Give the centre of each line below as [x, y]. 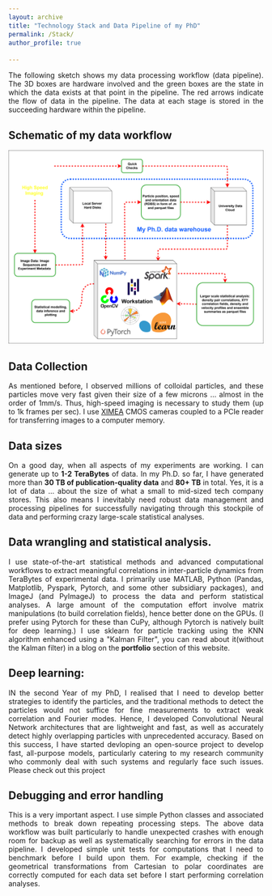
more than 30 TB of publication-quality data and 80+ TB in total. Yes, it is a [136, 482]
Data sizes [35, 446]
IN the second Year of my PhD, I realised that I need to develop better [136, 693]
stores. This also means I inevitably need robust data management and [136, 499]
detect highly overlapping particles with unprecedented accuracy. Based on [136, 736]
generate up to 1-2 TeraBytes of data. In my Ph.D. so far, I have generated [136, 473]
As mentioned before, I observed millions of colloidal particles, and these [136, 386]
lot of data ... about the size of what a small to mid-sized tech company [136, 490]
